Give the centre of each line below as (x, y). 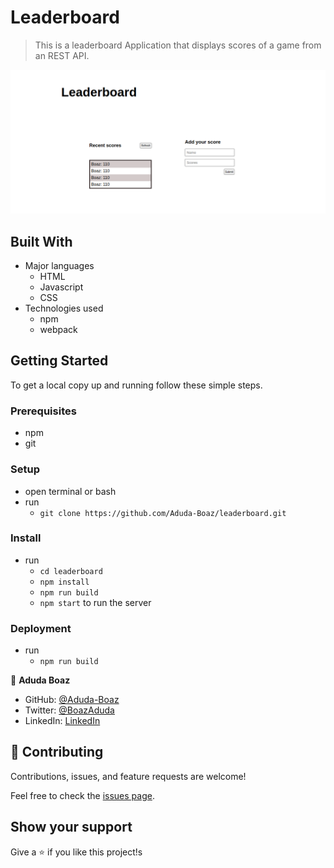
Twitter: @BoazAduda (69, 710)
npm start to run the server (95, 602)
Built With (41, 241)
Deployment (41, 628)
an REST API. (62, 55)
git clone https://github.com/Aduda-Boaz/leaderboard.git (163, 513)
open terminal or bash (70, 491)
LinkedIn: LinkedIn (62, 721)
